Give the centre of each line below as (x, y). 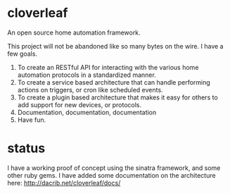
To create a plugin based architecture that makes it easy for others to (117, 97)
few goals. (22, 54)
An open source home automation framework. (74, 32)
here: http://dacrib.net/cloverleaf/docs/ (64, 183)
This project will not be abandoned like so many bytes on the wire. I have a (115, 46)
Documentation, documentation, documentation (87, 112)
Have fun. (32, 120)
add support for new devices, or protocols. (79, 104)
